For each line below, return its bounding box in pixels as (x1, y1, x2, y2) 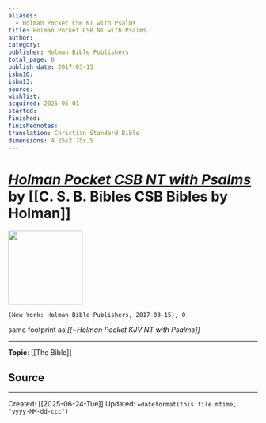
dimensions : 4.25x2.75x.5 (8, 136, 93, 145)
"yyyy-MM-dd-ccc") (8, 408, 69, 416)
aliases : (8, 11, 37, 20)
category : (8, 41, 41, 49)
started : (8, 108, 37, 115)
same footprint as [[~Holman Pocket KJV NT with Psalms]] (8, 325, 200, 334)
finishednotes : (8, 122, 59, 130)
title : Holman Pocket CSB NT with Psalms (8, 26, 147, 34)
